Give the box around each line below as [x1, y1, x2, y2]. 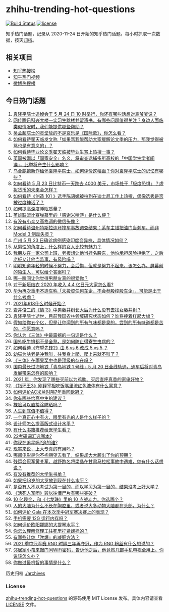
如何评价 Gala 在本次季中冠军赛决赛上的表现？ [13, 509, 109, 515]
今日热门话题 [6, 97, 46, 105]
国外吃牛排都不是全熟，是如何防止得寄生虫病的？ [13, 338, 115, 344]
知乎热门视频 [13, 74, 40, 80]
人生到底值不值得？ [13, 408, 53, 414]
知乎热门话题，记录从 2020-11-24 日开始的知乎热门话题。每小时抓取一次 [6, 30, 156, 36]
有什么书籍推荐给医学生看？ [13, 427, 71, 433]
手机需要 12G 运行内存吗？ [13, 515, 68, 521]
